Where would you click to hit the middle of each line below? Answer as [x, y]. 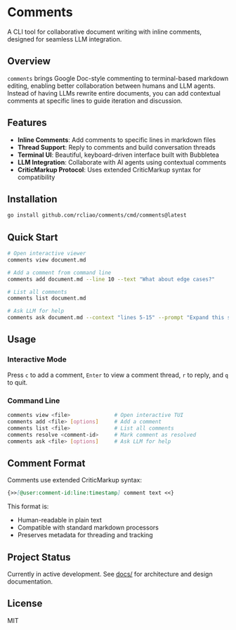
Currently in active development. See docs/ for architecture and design [110, 574]
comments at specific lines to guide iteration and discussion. [95, 101]
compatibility [36, 177]
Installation [32, 199]
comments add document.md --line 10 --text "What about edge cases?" [111, 279]
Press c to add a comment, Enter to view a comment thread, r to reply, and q [118, 375]
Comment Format [46, 463]
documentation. [30, 581]
